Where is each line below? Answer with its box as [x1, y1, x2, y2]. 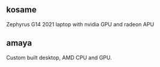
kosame [6, 5, 37, 15]
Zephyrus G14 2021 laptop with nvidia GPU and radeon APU [6, 20, 155, 28]
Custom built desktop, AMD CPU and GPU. [6, 54, 112, 61]
